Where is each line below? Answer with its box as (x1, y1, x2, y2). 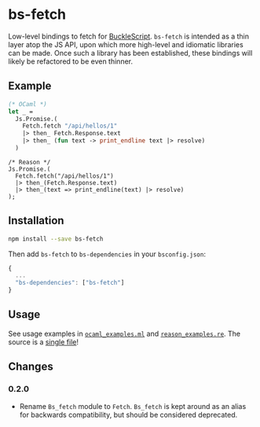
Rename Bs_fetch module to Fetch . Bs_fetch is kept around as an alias (19, 401, 247, 410)
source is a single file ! (8, 337, 79, 347)
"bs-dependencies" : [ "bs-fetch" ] (15, 279, 125, 287)
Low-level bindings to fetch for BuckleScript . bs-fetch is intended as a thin (8, 31, 250, 41)
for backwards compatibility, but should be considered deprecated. (19, 410, 238, 419)
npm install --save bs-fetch (8, 234, 104, 243)
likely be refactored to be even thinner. (8, 57, 134, 66)
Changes (8, 360, 53, 374)
